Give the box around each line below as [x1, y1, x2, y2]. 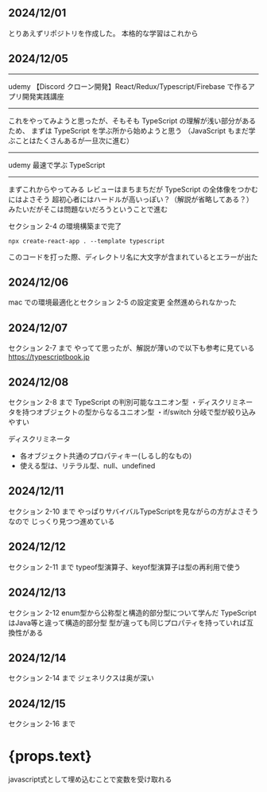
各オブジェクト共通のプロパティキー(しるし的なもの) [19, 451, 192, 460]
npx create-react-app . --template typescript [8, 237, 165, 245]
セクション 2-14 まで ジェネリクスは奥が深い [8, 674, 155, 683]
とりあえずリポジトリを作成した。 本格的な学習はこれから [8, 28, 199, 38]
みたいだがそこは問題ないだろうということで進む [8, 204, 168, 214]
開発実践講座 [21, 91, 64, 101]
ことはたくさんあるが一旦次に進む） [14, 135, 133, 146]
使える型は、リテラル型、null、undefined [19, 461, 156, 471]
